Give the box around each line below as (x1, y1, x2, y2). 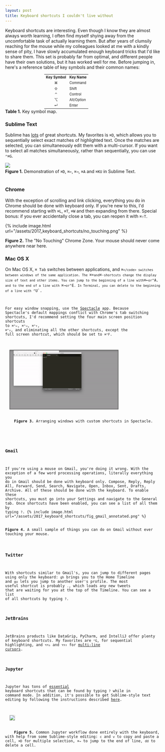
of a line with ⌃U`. (5, 288, 42, 293)
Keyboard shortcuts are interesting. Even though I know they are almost (5, 27, 151, 33)
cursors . (5, 647, 23, 652)
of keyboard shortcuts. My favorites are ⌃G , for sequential (5, 638, 133, 643)
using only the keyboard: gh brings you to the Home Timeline (5, 575, 135, 580)
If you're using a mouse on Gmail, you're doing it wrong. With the (5, 466, 149, 471)
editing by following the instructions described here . (5, 697, 122, 702)
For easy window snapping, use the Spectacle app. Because (5, 306, 129, 311)
